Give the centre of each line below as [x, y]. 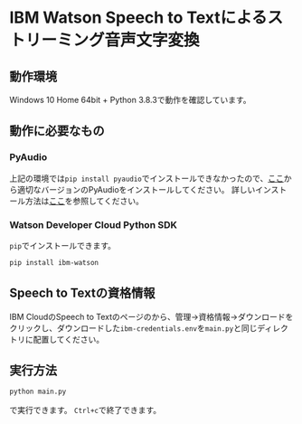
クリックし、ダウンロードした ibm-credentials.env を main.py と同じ [133, 328]
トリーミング [57, 40]
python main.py [38, 392]
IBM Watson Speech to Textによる [139, 18]
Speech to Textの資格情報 [82, 293]
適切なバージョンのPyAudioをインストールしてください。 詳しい [136, 189]
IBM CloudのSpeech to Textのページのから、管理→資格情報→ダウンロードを [151, 316]
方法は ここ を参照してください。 [85, 201]
